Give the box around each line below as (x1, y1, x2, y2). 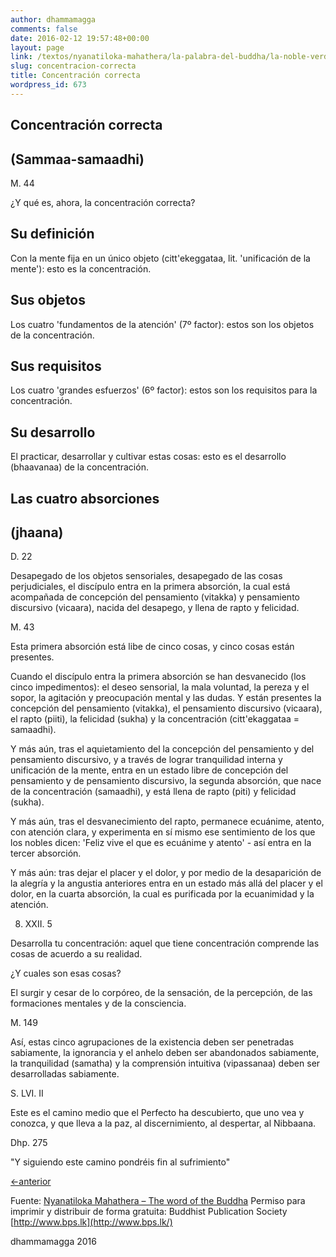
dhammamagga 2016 (10, 1236, 97, 1248)
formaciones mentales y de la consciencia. (10, 997, 187, 1010)
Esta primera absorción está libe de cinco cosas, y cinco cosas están (10, 641, 295, 653)
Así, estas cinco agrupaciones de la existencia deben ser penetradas (10, 1036, 295, 1048)
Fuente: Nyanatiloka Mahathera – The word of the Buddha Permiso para (10, 1195, 306, 1207)
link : (10, 52, 33, 62)
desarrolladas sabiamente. (10, 1068, 120, 1080)
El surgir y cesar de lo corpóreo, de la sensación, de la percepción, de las (10, 987, 313, 999)
